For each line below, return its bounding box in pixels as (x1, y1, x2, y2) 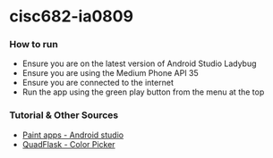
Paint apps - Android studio (21, 129, 124, 140)
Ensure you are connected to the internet (21, 78, 175, 88)
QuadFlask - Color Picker (21, 138, 115, 149)
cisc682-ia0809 (9, 6, 134, 27)
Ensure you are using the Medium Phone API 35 (21, 68, 199, 79)
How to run (9, 38, 58, 51)
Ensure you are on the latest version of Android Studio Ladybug (21, 58, 257, 69)
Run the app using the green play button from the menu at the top (21, 87, 265, 97)
